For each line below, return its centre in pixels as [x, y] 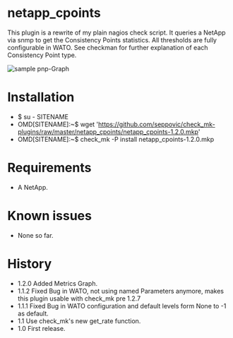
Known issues [49, 216]
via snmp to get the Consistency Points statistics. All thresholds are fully [112, 40]
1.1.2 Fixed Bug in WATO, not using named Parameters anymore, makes [121, 291]
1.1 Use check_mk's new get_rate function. [79, 321]
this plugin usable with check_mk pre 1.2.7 [79, 298]
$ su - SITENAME [43, 116]
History [30, 264]
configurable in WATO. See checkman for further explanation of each [108, 47]
